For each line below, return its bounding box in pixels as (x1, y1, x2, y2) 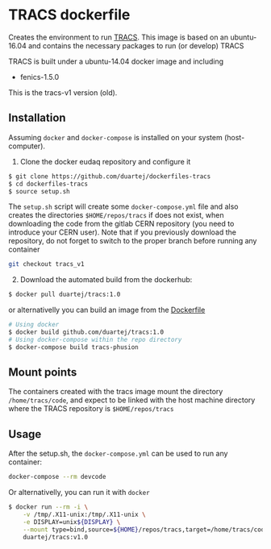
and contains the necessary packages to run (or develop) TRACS (27, 40, 244, 50)
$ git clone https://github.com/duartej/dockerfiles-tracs (8, 172, 211, 181)
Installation (8, 111, 66, 125)
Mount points (8, 365, 77, 380)
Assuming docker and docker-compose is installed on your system (8, 132, 223, 142)
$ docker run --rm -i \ (8, 503, 89, 511)
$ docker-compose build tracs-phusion (8, 343, 139, 351)
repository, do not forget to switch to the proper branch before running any (8, 236, 257, 246)
